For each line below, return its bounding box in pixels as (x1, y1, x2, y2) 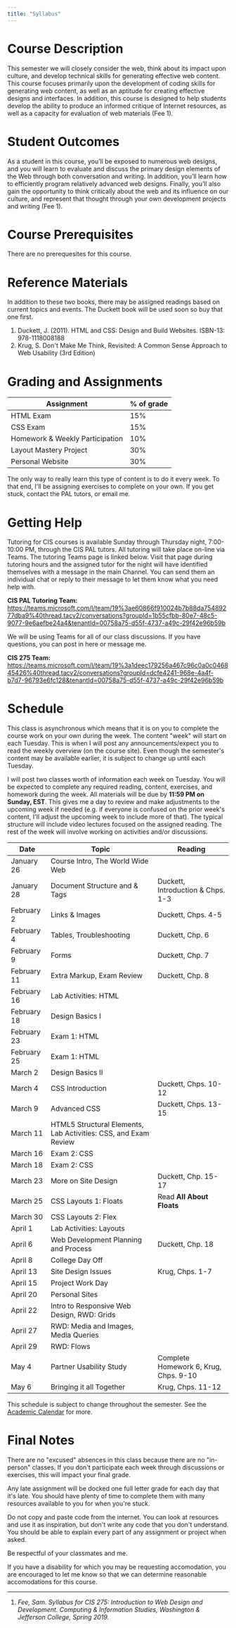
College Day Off (50, 1255, 103, 1265)
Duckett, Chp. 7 (157, 951, 209, 961)
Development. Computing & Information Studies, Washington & (17, 1605, 200, 1614)
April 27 (11, 1326, 37, 1336)
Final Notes (7, 1432, 75, 1448)
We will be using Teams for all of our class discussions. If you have (7, 632, 201, 641)
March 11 (11, 1128, 44, 1138)
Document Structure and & (50, 881, 138, 891)
